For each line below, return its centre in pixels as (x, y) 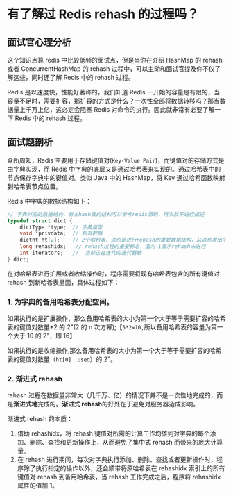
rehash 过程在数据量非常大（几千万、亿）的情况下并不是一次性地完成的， (112, 395)
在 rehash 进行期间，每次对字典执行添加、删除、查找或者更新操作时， (117, 460)
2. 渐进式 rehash (35, 379)
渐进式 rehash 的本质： (40, 419)
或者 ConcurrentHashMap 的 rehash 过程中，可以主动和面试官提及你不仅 (111, 69)
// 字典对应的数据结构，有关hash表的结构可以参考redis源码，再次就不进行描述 (106, 214)
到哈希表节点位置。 (35, 186)
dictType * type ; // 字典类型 (61, 227)
